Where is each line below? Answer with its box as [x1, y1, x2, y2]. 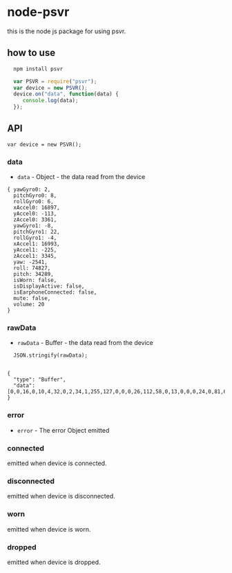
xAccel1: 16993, [13, 241, 60, 247]
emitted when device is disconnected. [7, 492, 115, 500]
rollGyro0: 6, [13, 198, 54, 205]
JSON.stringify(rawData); [13, 352, 88, 359]
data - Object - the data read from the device [17, 173, 146, 181]
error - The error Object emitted [17, 426, 110, 434]
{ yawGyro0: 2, [7, 186, 51, 194]
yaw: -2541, [13, 259, 48, 266]
